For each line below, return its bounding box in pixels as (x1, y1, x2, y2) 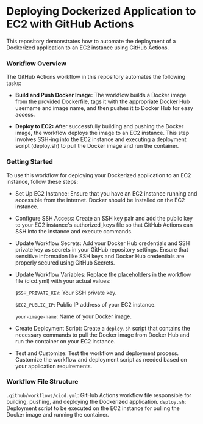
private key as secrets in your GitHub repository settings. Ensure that (15, 246, 189, 253)
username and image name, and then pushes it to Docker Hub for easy (15, 104, 193, 112)
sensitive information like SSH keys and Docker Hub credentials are (15, 252, 185, 260)
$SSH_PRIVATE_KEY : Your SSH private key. (15, 289, 117, 296)
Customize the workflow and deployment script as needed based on (15, 356, 187, 363)
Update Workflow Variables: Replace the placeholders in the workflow (15, 271, 191, 278)
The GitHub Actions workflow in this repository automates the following (6, 73, 186, 81)
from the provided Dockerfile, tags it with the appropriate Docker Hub (15, 98, 190, 105)
